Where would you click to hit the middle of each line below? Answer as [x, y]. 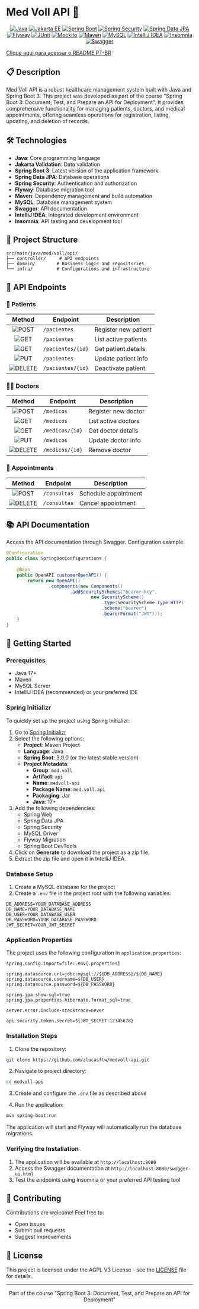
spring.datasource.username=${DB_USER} [55, 980]
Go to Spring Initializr [40, 732]
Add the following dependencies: [55, 808]
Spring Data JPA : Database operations [62, 177]
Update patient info [121, 359]
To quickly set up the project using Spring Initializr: [68, 721]
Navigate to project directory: [51, 1071]
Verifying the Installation [42, 1149]
